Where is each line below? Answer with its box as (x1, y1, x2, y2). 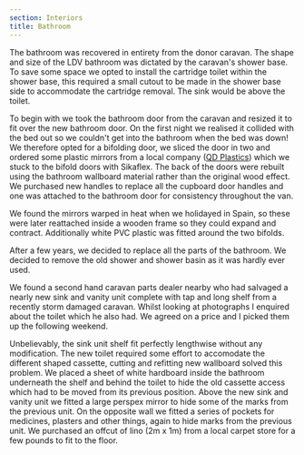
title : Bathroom (9, 22, 71, 31)
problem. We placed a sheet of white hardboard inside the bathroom (9, 367, 265, 378)
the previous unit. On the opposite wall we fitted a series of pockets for (9, 406, 275, 417)
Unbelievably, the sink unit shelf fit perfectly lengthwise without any (9, 338, 263, 349)
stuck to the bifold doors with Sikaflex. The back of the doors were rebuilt (9, 161, 285, 172)
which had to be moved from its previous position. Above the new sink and (9, 386, 289, 397)
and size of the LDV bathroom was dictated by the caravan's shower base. (9, 56, 289, 67)
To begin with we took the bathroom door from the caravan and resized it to (9, 113, 293, 124)
